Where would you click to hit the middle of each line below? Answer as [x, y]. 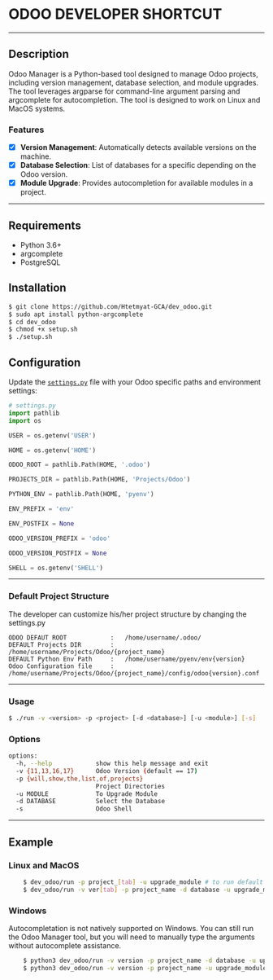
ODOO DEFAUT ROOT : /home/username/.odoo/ [105, 637]
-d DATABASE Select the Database [90, 802]
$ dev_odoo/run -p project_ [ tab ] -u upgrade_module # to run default [143, 882]
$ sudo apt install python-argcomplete [76, 314]
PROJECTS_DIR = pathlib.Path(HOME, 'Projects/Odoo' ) [100, 480]
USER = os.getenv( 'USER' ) [52, 435]
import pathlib [34, 413]
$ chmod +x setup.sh [43, 330]
